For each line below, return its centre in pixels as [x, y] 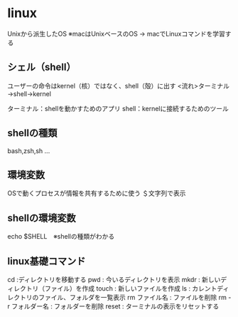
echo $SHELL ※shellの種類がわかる [61, 237]
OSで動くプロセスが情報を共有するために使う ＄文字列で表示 [97, 193]
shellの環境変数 [42, 218]
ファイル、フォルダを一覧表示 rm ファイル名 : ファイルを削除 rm [132, 297]
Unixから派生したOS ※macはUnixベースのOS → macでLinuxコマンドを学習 [116, 33]
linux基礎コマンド [47, 261]
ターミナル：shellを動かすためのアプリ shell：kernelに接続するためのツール [118, 108]
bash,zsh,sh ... [29, 150]
